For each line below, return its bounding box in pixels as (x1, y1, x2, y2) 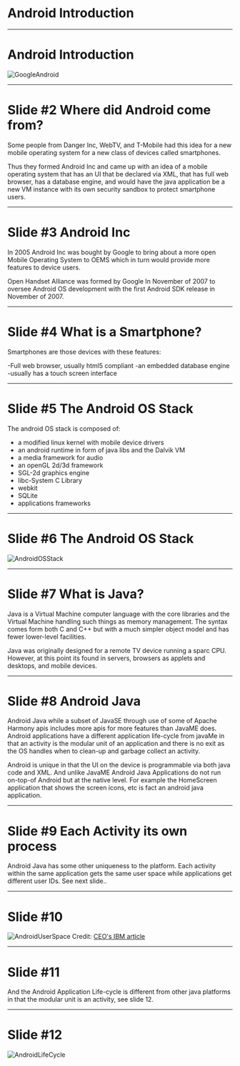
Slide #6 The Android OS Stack (7, 530, 194, 547)
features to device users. (7, 263, 81, 272)
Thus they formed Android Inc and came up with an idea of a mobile (7, 162, 208, 171)
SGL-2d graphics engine (17, 468, 90, 477)
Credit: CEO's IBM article (71, 932, 145, 941)
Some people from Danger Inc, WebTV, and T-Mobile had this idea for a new (7, 141, 232, 149)
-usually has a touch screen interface (7, 369, 118, 377)
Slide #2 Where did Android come (7, 102, 211, 119)
